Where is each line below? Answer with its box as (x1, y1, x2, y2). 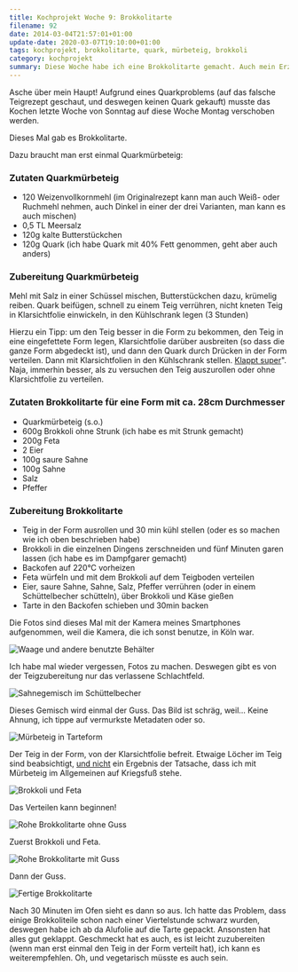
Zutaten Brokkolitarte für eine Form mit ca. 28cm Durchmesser (9, 396, 286, 408)
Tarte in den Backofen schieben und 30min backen (21, 600, 209, 611)
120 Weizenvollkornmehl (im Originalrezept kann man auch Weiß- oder (21, 192, 280, 202)
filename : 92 (9, 21, 58, 30)
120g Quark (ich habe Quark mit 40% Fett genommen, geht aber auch (21, 239, 278, 249)
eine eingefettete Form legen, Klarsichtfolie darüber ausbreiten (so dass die (9, 336, 286, 347)
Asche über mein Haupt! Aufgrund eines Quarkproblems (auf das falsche (9, 86, 277, 98)
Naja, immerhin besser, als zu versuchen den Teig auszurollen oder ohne (9, 365, 276, 375)
